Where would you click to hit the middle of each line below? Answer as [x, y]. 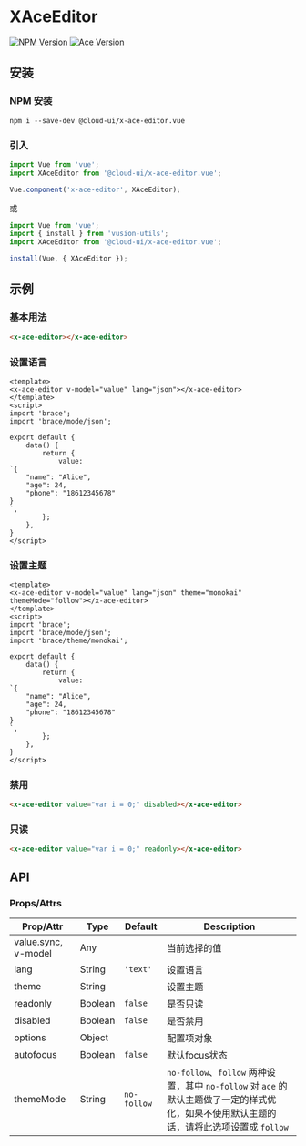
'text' [138, 969]
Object [94, 1038]
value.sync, [39, 942]
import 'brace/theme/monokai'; [69, 641]
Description [229, 926]
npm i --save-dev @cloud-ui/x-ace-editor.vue [97, 120]
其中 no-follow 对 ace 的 [236, 1086]
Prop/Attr [42, 926]
